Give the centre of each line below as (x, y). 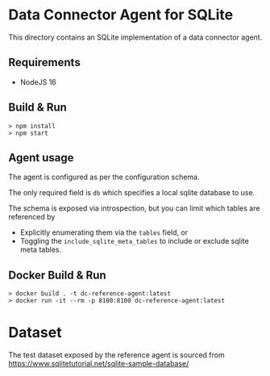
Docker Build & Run (57, 275)
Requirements (44, 63)
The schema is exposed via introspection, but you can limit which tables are (134, 208)
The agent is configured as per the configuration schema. (104, 177)
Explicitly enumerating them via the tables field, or (104, 232)
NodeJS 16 (38, 81)
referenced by (32, 217)
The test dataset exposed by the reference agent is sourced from (116, 355)
